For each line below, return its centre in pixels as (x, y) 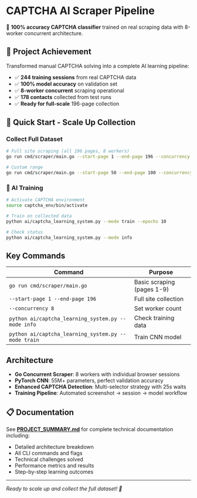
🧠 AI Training (25, 188)
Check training (154, 318)
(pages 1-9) (151, 290)
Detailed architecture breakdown (54, 446)
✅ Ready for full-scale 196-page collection (67, 103)
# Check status (25, 232)
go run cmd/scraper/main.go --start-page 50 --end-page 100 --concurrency (99, 173)
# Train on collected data (39, 216)
